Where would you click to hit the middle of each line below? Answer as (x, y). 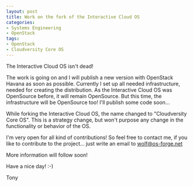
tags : (13, 39)
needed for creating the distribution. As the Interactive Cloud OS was (89, 90)
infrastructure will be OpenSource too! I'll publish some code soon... (88, 102)
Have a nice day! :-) (30, 166)
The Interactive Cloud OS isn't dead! (50, 66)
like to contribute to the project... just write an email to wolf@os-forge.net (94, 143)
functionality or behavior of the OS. (48, 126)
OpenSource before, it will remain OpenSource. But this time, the (84, 96)
